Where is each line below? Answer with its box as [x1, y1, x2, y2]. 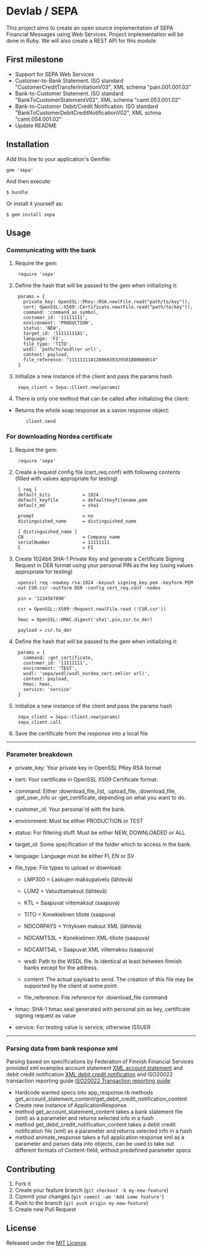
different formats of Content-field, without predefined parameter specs [14, 1146, 191, 1154]
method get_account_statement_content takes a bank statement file [14, 1108, 183, 1116]
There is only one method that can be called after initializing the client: [14, 395, 189, 402]
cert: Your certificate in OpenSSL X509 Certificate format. [14, 775, 158, 783]
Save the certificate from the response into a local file [14, 729, 148, 737]
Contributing [6, 1164, 55, 1174]
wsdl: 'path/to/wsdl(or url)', [23, 346, 102, 352]
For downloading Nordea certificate [6, 433, 113, 441]
